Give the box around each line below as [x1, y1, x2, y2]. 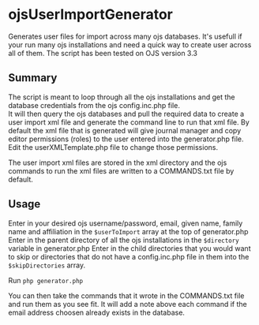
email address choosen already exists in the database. [8, 308, 186, 317]
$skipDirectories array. [8, 260, 86, 270]
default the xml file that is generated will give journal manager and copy [8, 125, 242, 135]
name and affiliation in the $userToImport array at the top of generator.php [8, 226, 249, 236]
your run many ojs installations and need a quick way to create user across [8, 39, 252, 49]
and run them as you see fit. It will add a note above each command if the [8, 299, 247, 308]
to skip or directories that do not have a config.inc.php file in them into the [8, 252, 250, 261]
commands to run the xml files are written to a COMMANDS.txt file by [8, 166, 235, 175]
